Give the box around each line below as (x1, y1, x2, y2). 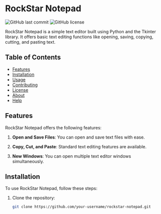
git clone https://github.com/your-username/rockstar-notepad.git (12, 204, 151, 210)
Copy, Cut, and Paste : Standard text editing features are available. (12, 143, 147, 149)
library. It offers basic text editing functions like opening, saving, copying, (5, 34, 154, 40)
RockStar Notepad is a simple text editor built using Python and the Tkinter (5, 28, 156, 34)
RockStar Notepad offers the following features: (5, 124, 102, 130)
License (12, 87, 28, 93)
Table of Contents (5, 53, 61, 62)
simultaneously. (12, 158, 44, 164)
